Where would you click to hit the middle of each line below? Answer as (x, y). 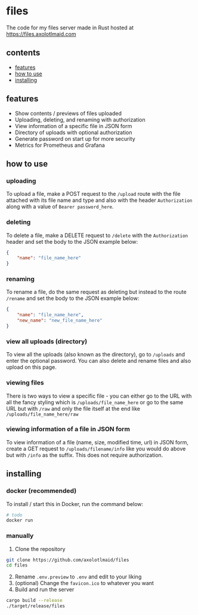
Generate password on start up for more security (75, 138)
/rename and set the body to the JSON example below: (73, 298)
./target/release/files (36, 606)
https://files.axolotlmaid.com (41, 34)
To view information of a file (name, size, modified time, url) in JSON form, (98, 442)
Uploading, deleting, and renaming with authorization (80, 119)
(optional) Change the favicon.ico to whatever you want (84, 583)
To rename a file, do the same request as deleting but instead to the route (96, 292)
